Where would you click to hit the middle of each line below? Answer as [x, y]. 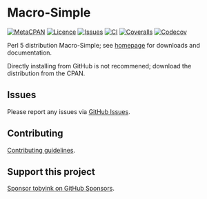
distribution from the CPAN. [46, 73]
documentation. [30, 53]
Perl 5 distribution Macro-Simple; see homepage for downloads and [103, 45]
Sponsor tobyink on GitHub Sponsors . [61, 189]
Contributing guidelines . [41, 150]
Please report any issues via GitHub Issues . [69, 111]
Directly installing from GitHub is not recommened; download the [99, 66]
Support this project [51, 172]
